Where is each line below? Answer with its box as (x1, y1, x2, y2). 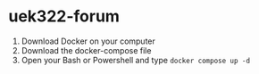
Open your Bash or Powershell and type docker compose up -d (21, 54, 251, 65)
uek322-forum (8, 6, 120, 27)
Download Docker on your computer (21, 36, 155, 46)
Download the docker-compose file (21, 45, 152, 55)
